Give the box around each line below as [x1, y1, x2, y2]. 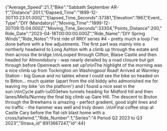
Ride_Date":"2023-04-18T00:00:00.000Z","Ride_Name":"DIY [5, 31, 131, 36]
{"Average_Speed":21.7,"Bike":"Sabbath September [5, 4, 110, 10]
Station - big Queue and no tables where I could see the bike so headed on [5, 73, 160, 78]
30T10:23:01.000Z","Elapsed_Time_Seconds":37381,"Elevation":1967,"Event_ [5, 15, 162, 20]
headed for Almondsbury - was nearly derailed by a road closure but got [5, 57, 155, 63]
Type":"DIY [5, 20, 28, 26]
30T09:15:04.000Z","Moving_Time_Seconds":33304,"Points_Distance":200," [5, 25, 162, 31]
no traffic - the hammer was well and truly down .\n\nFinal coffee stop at [5, 104, 154, 110]
